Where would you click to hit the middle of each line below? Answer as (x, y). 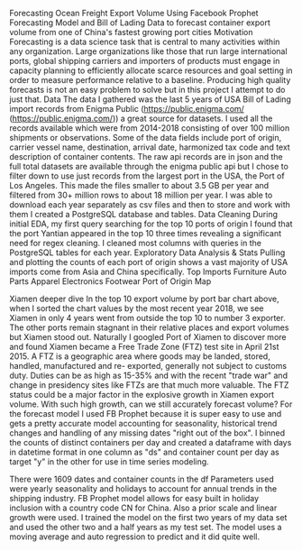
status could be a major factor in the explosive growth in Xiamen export (142, 395)
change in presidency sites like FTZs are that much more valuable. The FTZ (149, 385)
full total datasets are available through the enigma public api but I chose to (149, 166)
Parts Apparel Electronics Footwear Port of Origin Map (110, 281)
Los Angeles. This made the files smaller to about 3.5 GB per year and (139, 185)
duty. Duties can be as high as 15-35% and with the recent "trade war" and (149, 375)
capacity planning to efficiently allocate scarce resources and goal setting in (151, 70)
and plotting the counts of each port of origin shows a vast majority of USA (149, 262)
